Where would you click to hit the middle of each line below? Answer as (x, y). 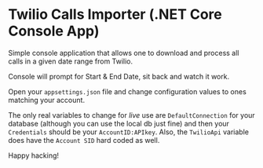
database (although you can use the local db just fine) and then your (119, 123)
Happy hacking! (34, 155)
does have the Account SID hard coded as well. (84, 140)
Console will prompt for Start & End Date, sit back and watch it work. (119, 76)
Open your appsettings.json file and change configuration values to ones (128, 91)
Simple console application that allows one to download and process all (124, 53)
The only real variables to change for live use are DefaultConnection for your (131, 115)
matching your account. (46, 100)
